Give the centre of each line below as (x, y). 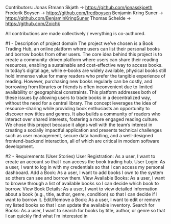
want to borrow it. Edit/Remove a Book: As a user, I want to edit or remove (83, 200)
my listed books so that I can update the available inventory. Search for (80, 205)
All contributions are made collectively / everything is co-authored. (76, 33)
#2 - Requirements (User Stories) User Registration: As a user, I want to (80, 156)
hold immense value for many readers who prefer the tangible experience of (86, 76)
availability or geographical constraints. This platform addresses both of (81, 92)
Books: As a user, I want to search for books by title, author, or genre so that (85, 210)
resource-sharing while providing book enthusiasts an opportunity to (78, 108)
